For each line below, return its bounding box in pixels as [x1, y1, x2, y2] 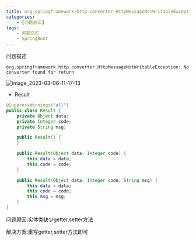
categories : [6, 14, 35, 20]
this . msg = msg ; [27, 194, 66, 199]
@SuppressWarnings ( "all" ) [6, 102, 69, 108]
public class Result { [6, 108, 61, 113]
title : [6, 8, 22, 15]
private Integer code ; [16, 118, 72, 125]
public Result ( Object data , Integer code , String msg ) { [16, 177, 158, 183]
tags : [6, 25, 19, 31]
